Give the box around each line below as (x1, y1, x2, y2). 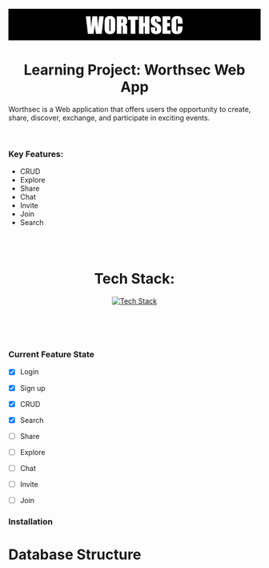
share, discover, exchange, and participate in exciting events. (8, 113, 211, 123)
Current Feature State (8, 349, 94, 361)
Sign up (19, 383, 46, 393)
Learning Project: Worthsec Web (23, 61, 246, 79)
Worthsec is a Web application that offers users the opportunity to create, (8, 104, 251, 114)
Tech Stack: (94, 270, 175, 288)
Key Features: (8, 148, 64, 159)
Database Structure (8, 546, 142, 564)
